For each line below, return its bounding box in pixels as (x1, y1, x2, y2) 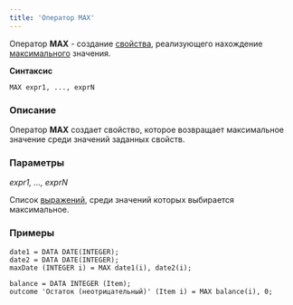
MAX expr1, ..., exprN (9, 82, 95, 91)
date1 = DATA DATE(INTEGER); (9, 247, 119, 256)
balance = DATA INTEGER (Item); (9, 279, 131, 288)
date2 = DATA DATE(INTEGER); (9, 255, 119, 264)
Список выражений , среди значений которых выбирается (9, 195, 235, 205)
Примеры (9, 227, 55, 240)
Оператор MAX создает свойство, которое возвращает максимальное (9, 124, 285, 135)
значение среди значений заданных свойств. (9, 133, 185, 145)
